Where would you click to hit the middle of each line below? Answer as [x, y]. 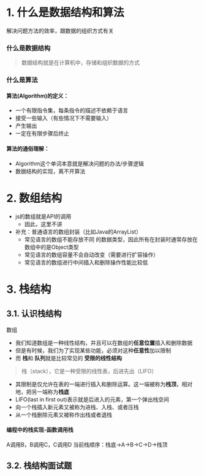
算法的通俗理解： [28, 148]
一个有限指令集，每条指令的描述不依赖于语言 [72, 110]
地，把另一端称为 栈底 [42, 391]
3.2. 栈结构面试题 [39, 466]
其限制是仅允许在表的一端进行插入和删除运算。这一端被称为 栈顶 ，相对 [104, 384]
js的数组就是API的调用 [43, 216]
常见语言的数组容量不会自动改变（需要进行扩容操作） [92, 254]
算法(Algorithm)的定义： [38, 96]
